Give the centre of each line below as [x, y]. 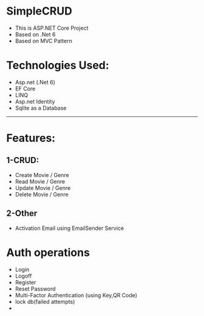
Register [25, 282]
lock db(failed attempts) [45, 301]
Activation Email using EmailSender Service [70, 228]
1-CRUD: [23, 160]
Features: [31, 138]
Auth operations [48, 252]
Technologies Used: [58, 66]
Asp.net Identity [35, 101]
